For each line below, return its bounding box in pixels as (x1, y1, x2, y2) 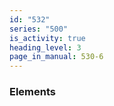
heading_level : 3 (9, 42, 82, 53)
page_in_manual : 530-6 (9, 52, 104, 62)
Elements (9, 85, 57, 99)
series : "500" (9, 24, 69, 34)
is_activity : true (9, 33, 86, 43)
